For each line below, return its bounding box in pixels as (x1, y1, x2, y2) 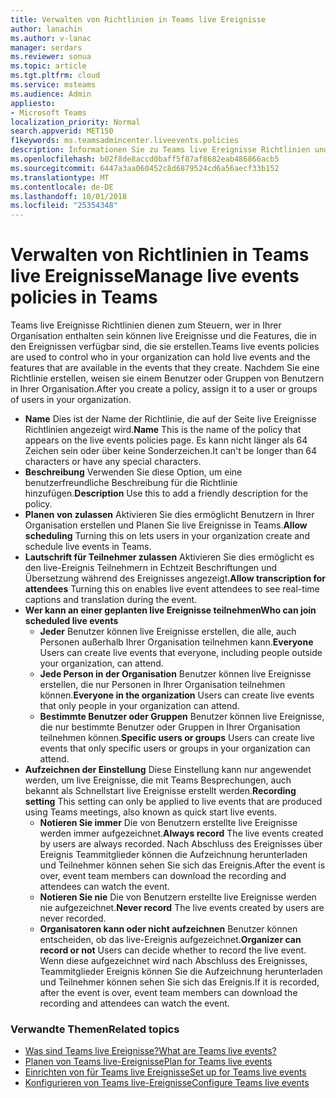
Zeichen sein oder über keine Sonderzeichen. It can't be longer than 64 (24, 445, 318, 457)
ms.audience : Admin (10, 89, 92, 99)
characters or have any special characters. (24, 456, 202, 468)
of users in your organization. (10, 394, 132, 406)
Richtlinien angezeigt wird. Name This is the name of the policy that (24, 424, 302, 436)
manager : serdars (10, 42, 83, 53)
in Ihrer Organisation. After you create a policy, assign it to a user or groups (10, 383, 318, 395)
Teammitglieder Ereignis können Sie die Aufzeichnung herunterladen (39, 966, 323, 978)
